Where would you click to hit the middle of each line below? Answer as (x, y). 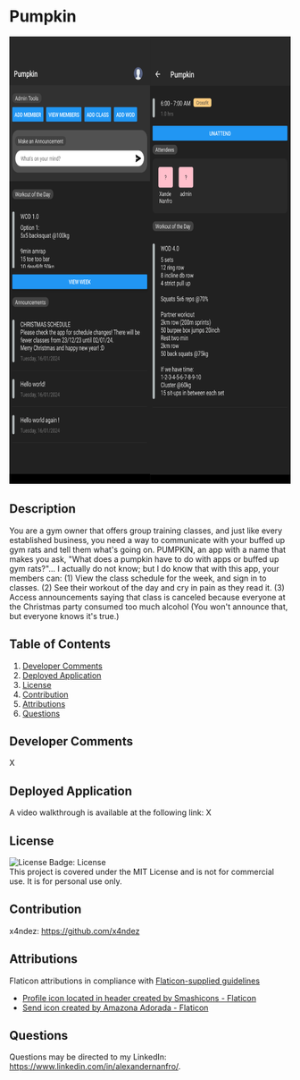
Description (42, 509)
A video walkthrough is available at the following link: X (110, 812)
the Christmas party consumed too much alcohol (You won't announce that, (149, 607)
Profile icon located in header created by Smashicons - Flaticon (139, 998)
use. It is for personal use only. (66, 881)
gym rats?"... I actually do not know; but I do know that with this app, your (144, 568)
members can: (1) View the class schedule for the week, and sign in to (138, 578)
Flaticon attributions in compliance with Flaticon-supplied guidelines (135, 981)
